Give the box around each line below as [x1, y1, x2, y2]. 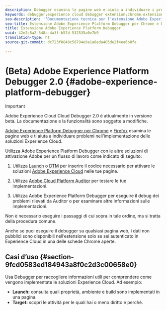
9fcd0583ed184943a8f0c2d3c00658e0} [5, 261, 137, 269]
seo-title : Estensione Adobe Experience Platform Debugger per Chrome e [5, 21, 159, 26]
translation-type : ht [5, 35, 50, 40]
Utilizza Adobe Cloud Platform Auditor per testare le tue [12, 178, 127, 184]
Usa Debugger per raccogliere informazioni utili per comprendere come [5, 274, 152, 280]
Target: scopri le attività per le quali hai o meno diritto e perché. [12, 299, 143, 305]
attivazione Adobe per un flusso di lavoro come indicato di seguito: [5, 153, 142, 159]
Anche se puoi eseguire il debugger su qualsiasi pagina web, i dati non [5, 227, 150, 234]
